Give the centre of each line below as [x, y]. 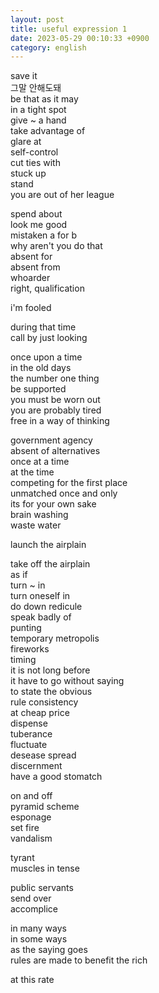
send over [31, 898]
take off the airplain [50, 564]
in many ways [38, 928]
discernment [36, 766]
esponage [31, 817]
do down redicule [46, 607]
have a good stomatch [56, 777]
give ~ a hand [38, 120]
